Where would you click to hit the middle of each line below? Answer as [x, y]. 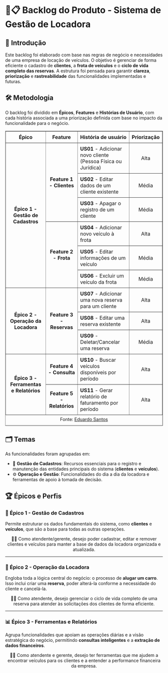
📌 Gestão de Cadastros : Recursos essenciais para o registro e [77, 464]
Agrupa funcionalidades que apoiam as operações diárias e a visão [74, 635]
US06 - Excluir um [102, 276]
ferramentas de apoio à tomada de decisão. [57, 480]
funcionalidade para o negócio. [37, 123]
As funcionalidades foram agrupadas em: [48, 454]
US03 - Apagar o [100, 203]
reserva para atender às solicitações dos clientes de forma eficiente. [84, 604]
